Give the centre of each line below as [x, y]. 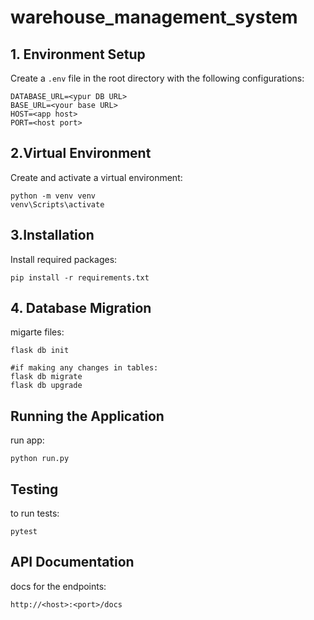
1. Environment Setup [78, 54]
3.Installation [52, 235]
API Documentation [72, 562]
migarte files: [37, 332]
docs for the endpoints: [58, 586]
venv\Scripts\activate [57, 204]
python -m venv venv [53, 196]
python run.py [40, 459]
